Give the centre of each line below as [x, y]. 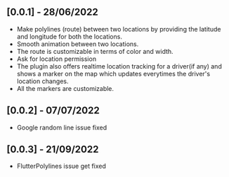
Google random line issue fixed [62, 127]
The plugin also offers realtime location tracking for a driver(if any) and [119, 66]
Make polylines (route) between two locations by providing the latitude [119, 29]
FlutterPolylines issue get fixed [61, 166]
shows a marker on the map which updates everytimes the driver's [113, 73]
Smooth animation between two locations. [78, 44]
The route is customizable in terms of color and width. [95, 51]
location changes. [42, 81]
